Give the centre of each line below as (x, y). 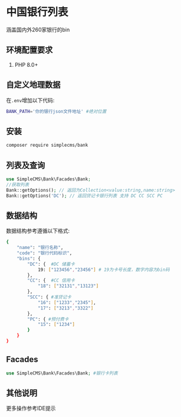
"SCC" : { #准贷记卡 (50, 297)
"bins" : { (29, 258)
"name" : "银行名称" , (40, 248)
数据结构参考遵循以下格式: (38, 231)
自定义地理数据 (33, 85)
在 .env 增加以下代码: (30, 100)
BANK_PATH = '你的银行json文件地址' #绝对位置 (56, 111)
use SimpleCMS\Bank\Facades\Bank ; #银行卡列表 (62, 373)
